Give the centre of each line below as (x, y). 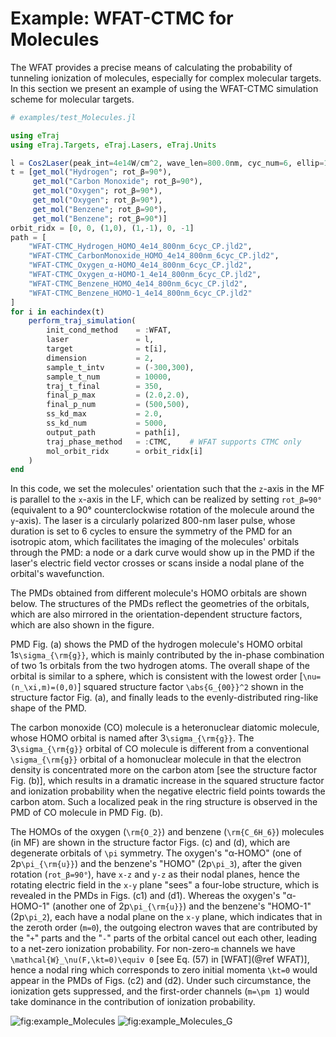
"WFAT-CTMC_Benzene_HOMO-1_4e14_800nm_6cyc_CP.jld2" (140, 293)
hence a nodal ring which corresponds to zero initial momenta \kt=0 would (164, 970)
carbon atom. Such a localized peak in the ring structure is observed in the (164, 802)
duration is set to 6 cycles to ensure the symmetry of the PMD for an (151, 531)
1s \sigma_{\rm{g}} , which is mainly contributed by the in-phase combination (167, 655)
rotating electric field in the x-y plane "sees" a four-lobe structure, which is (165, 885)
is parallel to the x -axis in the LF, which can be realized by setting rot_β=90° (166, 499)
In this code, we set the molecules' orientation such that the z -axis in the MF (167, 489)
